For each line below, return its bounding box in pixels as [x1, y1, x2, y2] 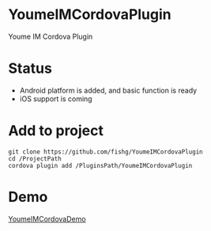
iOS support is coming [19, 93, 92, 104]
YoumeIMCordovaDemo [8, 214, 86, 223]
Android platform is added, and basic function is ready [19, 85, 198, 95]
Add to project [8, 122, 104, 140]
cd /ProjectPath [8, 154, 62, 163]
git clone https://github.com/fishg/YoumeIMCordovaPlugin [8, 148, 203, 156]
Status [8, 59, 53, 78]
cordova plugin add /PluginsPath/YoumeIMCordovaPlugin [8, 161, 193, 169]
